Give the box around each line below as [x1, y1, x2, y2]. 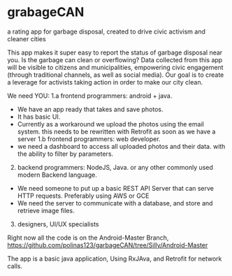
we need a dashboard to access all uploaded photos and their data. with [17, 142, 226, 150]
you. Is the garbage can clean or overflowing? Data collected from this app [7, 55, 223, 64]
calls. [7, 261, 23, 270]
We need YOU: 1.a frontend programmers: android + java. [7, 92, 173, 100]
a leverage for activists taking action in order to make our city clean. [7, 78, 203, 86]
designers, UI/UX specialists [17, 219, 99, 228]
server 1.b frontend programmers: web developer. [17, 134, 161, 143]
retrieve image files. [17, 206, 75, 215]
